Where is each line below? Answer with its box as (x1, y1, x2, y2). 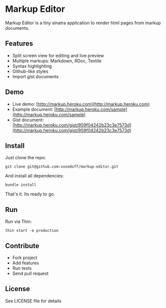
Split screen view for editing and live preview (12, 52, 104, 58)
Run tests (12, 265, 32, 271)
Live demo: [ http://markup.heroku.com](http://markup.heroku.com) (12, 101, 150, 107)
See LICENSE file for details (5, 298, 62, 304)
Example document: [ (12, 106, 56, 112)
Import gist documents (12, 73, 59, 80)
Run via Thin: (5, 219, 32, 224)
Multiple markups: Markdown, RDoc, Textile (12, 58, 102, 64)
